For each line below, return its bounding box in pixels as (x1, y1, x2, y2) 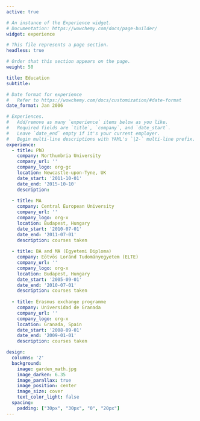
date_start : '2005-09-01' (17, 276, 83, 283)
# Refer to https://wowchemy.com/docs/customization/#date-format (6, 97, 182, 103)
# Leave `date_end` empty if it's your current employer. (6, 130, 161, 137)
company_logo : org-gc (17, 164, 71, 170)
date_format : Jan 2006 (6, 103, 63, 109)
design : (6, 349, 26, 355)
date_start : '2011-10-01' (17, 175, 83, 181)
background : (11, 360, 42, 366)
